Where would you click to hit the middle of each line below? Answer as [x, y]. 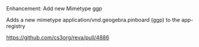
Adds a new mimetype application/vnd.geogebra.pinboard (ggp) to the [93, 20]
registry [16, 26]
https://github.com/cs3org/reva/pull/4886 [58, 37]
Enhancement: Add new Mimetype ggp [54, 9]
